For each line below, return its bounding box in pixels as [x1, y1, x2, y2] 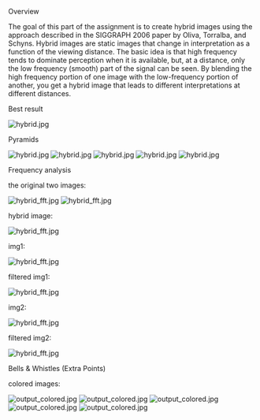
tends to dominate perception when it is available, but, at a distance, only [8, 55, 246, 65]
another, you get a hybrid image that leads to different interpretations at [8, 80, 240, 90]
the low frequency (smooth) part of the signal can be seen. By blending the [8, 64, 252, 73]
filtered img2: [8, 333, 52, 342]
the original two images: [8, 180, 87, 190]
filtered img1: [8, 272, 50, 281]
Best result [8, 104, 43, 113]
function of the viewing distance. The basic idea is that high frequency [8, 47, 238, 56]
